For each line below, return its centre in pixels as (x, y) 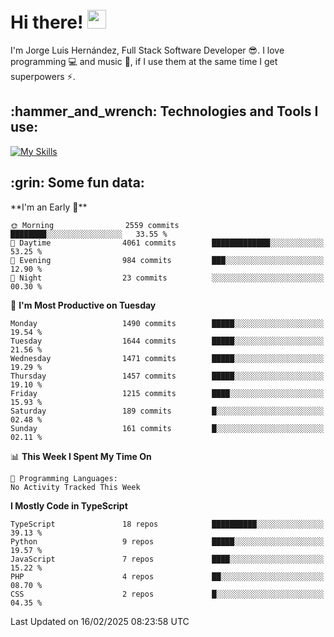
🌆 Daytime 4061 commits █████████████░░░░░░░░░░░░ (167, 243)
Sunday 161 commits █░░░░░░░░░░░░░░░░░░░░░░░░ (167, 428)
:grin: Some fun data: (77, 183)
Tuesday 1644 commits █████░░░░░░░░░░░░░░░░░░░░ (167, 341)
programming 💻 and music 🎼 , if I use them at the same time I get (144, 61)
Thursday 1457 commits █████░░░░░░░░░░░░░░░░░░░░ (167, 376)
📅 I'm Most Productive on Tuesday (83, 305)
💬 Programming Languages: (64, 478)
